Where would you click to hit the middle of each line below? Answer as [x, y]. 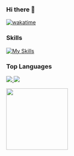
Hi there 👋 [21, 10]
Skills [14, 38]
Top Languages [29, 66]
